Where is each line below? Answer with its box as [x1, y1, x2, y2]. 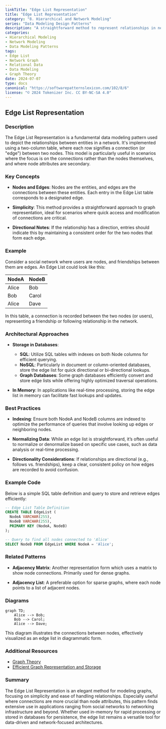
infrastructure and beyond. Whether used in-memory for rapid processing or [5, 709, 161, 715]
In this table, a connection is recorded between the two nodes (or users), [5, 313, 154, 319]
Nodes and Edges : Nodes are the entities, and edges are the [12, 184, 136, 191]
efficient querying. [19, 356, 57, 362]
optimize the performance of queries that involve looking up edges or [12, 421, 154, 427]
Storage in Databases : [12, 341, 59, 347]
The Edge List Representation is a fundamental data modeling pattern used [5, 135, 158, 141]
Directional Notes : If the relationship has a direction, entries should [12, 225, 150, 231]
